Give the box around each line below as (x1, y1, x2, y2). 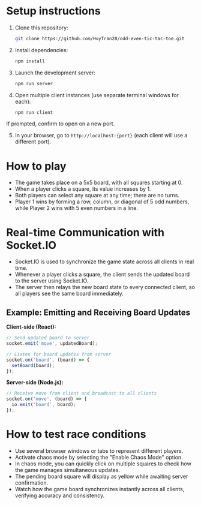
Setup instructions (6, 4, 101, 18)
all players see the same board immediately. (14, 290, 124, 297)
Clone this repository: (14, 24, 68, 31)
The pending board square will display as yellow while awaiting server (14, 473, 188, 480)
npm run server (14, 80, 53, 86)
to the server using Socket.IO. (14, 277, 89, 284)
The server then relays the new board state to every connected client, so (14, 284, 195, 291)
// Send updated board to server (6, 335, 90, 341)
